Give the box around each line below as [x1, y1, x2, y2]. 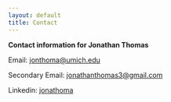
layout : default [8, 11, 61, 19]
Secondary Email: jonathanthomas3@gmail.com [8, 70, 163, 79]
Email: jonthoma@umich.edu [8, 55, 100, 65]
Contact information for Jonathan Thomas [8, 40, 149, 49]
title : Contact [8, 19, 58, 26]
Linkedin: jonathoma [8, 85, 74, 94]
